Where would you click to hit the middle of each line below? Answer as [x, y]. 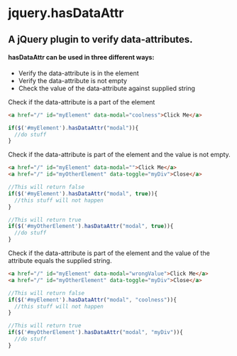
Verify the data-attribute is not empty [72, 80]
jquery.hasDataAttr [66, 13]
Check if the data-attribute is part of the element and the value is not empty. [120, 155]
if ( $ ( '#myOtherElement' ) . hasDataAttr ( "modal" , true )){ [91, 226]
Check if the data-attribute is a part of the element [82, 102]
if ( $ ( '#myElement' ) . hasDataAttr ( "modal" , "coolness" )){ [92, 300]
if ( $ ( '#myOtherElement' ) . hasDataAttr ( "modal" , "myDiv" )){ [95, 333]
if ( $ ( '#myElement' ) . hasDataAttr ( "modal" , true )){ [83, 193]
